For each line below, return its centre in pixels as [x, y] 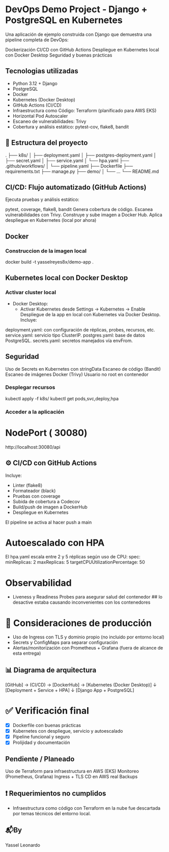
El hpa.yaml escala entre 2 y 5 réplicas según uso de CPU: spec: [73, 557]
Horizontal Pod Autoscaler [40, 116]
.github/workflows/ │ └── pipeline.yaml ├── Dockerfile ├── [69, 166]
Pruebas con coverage [36, 496]
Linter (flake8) [27, 485]
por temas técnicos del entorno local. [52, 813]
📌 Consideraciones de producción [78, 623]
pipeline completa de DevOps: [37, 40]
